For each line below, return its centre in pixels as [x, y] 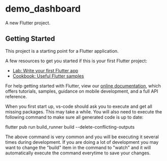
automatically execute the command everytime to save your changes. [78, 153]
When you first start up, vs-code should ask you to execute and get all [79, 106]
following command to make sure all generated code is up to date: [74, 117]
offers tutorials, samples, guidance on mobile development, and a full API [82, 91]
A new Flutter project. [28, 23]
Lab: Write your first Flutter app [45, 70]
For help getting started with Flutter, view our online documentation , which [83, 86]
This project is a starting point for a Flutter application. [62, 51]
